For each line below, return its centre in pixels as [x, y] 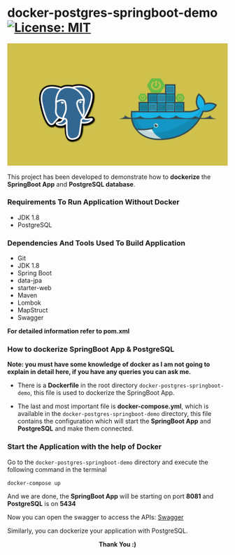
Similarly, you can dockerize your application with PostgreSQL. [98, 531]
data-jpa [30, 280]
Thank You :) [117, 544]
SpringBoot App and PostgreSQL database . [71, 184]
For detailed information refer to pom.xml [69, 331]
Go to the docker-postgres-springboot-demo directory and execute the [108, 462]
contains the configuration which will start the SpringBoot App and [114, 421]
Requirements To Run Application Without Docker [93, 202]
